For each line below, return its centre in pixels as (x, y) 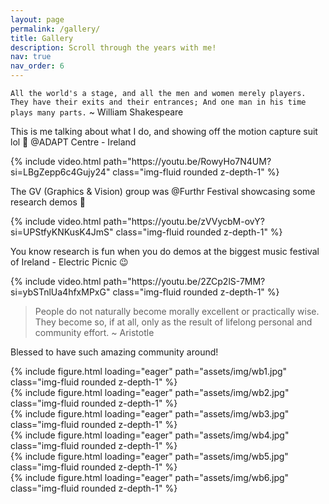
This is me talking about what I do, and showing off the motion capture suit (164, 131)
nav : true (31, 57)
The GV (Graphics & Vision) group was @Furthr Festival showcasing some (163, 191)
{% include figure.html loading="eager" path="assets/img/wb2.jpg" (150, 392)
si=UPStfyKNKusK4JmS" (62, 232)
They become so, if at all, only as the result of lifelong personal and (173, 322)
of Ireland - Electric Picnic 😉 (69, 262)
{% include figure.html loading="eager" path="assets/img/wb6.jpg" (150, 477)
